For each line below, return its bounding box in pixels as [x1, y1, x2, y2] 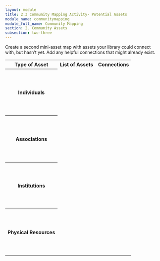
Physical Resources [7, 229, 55, 236]
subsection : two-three [5, 30, 52, 35]
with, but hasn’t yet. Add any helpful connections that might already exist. [5, 49, 156, 55]
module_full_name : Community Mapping [5, 21, 83, 26]
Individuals [18, 89, 45, 96]
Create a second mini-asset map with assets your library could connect [5, 44, 151, 50]
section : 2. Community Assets [5, 26, 68, 31]
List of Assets [60, 61, 93, 68]
